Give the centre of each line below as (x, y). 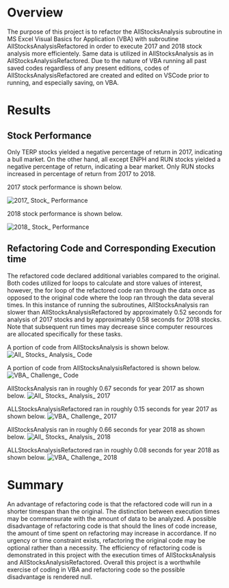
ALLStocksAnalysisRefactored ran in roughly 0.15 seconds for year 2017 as (112, 408)
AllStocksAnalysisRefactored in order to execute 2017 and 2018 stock (105, 46)
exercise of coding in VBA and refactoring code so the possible (96, 569)
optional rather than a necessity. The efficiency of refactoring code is (105, 548)
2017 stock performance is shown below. (65, 187)
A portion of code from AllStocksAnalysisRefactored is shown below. (104, 367)
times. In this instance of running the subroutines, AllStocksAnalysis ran (108, 305)
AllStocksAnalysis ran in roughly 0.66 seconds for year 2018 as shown (106, 429)
